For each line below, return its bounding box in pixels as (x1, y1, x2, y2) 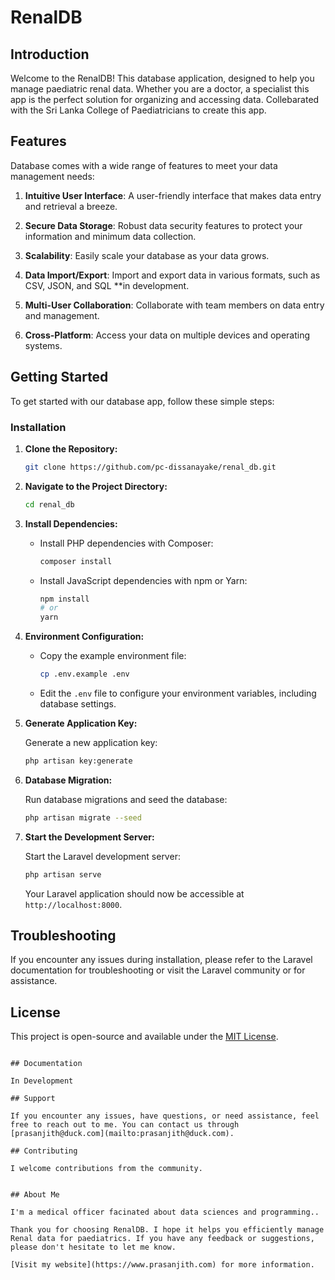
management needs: (10, 170, 95, 182)
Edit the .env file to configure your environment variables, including (39, 687, 317, 700)
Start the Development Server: (24, 831, 155, 843)
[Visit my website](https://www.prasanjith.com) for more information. (10, 1260, 315, 1270)
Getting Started (10, 369, 109, 386)
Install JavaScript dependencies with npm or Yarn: (39, 574, 248, 586)
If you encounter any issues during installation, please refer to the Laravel (10, 954, 313, 966)
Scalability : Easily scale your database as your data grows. (24, 249, 270, 261)
